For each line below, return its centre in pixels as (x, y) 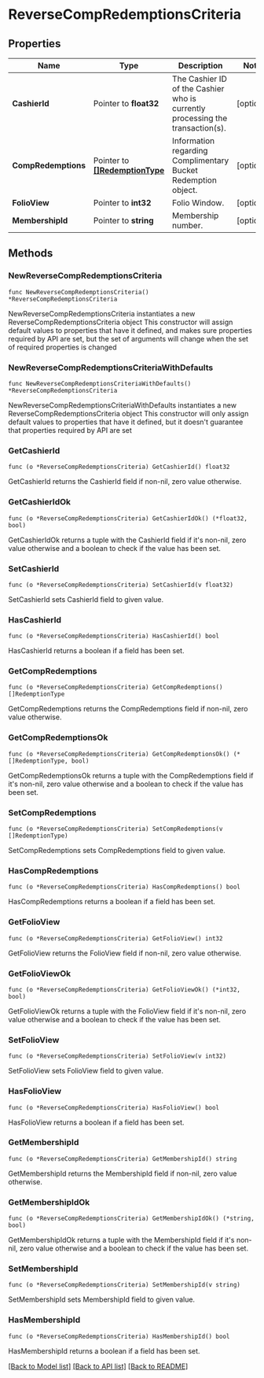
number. (187, 225)
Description (200, 66)
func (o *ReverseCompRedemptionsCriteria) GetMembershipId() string (123, 1158)
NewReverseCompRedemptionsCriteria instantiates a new (102, 313)
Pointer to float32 (126, 103)
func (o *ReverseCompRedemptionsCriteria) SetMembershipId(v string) (125, 1285)
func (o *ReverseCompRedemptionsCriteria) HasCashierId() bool (114, 636)
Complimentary (200, 161)
